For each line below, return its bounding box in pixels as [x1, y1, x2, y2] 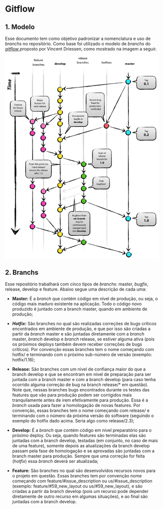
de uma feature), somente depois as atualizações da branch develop [12, 443, 150, 449]
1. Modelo [5, 23, 35, 31]
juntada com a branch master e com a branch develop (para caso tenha [12, 377, 156, 383]
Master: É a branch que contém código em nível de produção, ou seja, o [12, 296, 158, 302]
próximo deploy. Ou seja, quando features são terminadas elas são [12, 433, 146, 439]
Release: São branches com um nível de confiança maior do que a [12, 366, 146, 372]
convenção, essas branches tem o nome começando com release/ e [12, 407, 150, 414]
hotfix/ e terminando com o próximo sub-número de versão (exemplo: [12, 351, 152, 358]
